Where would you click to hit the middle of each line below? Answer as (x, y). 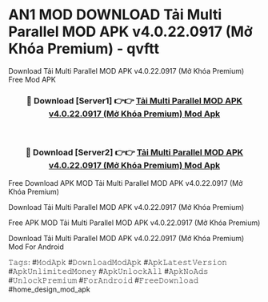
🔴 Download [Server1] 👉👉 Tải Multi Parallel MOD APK (134, 100)
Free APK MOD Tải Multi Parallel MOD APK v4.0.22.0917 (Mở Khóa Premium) (134, 223)
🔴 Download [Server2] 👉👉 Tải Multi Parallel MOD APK (134, 152)
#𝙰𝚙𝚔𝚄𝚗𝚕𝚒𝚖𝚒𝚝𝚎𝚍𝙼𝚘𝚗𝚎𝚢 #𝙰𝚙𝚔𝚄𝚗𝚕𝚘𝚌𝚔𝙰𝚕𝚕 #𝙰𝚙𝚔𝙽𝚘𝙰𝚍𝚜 (108, 271)
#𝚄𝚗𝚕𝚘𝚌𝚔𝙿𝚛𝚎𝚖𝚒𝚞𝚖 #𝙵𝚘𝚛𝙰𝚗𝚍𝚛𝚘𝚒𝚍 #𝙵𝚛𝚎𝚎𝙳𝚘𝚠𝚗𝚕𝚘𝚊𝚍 (103, 280)
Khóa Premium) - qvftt (84, 49)
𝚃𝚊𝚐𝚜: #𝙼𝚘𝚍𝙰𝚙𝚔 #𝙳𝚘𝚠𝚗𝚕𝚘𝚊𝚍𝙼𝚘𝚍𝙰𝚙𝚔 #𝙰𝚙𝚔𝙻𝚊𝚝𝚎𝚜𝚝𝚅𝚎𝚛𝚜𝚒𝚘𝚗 (118, 262)
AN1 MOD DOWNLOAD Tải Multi (115, 15)
